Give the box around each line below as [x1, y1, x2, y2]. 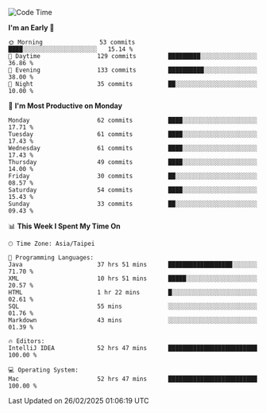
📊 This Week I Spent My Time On [8, 221, 121, 231]
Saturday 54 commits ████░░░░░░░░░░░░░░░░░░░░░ [8, 186, 258, 194]
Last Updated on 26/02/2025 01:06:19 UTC [8, 396, 149, 405]
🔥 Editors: [8, 337, 45, 345]
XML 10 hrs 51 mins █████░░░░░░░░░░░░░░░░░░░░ [8, 275, 258, 282]
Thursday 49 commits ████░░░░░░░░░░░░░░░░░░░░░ [8, 158, 258, 166]
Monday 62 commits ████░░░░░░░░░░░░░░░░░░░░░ [8, 116, 258, 124]
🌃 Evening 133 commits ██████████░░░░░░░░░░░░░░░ [8, 66, 258, 74]
